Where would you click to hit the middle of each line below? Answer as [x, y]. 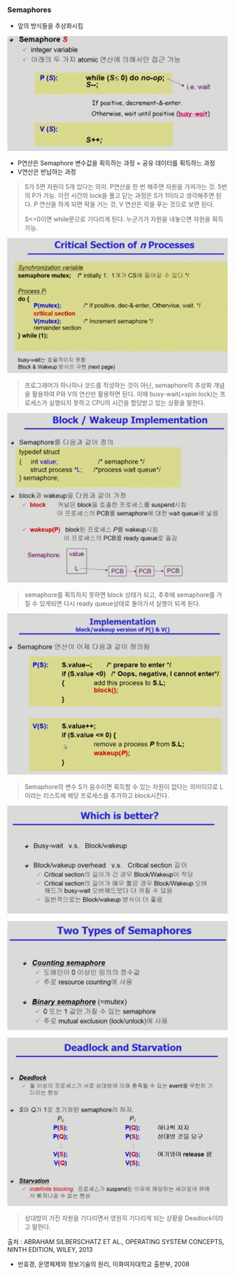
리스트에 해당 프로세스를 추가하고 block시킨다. [106, 796]
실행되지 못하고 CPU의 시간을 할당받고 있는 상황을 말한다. [127, 403]
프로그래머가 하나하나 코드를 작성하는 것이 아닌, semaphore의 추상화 [118, 385]
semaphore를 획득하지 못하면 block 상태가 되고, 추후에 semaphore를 [120, 595]
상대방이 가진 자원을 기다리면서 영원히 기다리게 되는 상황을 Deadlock [118, 1217]
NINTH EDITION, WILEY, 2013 [50, 1249]
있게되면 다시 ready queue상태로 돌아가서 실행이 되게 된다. [120, 604]
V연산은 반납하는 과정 [47, 171]
